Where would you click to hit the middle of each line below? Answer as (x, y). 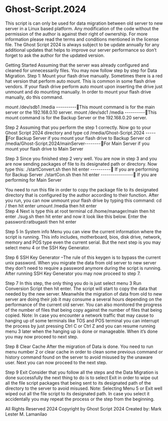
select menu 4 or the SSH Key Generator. (48, 247)
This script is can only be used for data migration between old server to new (84, 23)
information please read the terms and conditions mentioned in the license (82, 39)
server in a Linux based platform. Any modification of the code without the (82, 28)
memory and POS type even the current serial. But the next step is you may (83, 242)
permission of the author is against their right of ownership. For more (76, 34)
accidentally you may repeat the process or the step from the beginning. (80, 399)
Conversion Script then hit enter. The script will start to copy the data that (81, 289)
